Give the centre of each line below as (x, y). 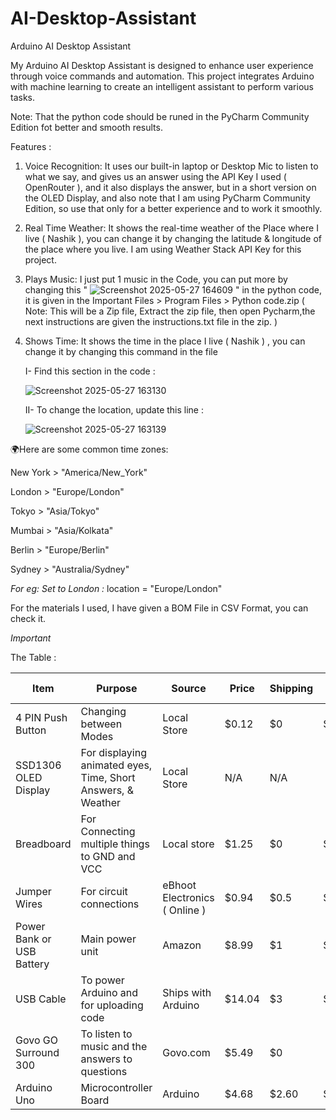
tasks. (23, 97)
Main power (108, 939)
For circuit (104, 891)
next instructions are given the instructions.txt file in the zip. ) (151, 321)
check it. (28, 618)
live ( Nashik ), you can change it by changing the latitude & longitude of (173, 238)
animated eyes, (116, 765)
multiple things (115, 844)
